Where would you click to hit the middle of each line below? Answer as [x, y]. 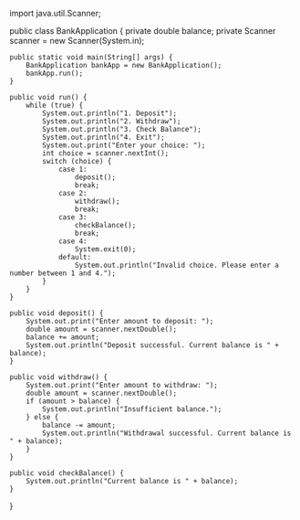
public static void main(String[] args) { [91, 58]
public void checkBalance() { [67, 473]
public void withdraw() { [58, 377]
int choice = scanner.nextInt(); [106, 154]
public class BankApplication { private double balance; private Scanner [143, 31]
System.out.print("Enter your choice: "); [124, 145]
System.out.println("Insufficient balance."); [132, 409]
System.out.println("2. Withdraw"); [112, 122]
